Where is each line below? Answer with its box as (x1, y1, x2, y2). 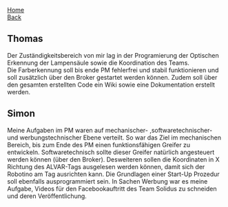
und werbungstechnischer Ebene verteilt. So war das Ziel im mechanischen (7, 133, 222, 142)
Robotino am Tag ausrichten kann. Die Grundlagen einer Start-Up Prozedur (7, 170, 220, 178)
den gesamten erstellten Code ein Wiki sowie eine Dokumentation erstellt (7, 80, 216, 89)
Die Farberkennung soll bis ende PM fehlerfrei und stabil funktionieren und (7, 65, 219, 74)
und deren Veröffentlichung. (7, 192, 87, 200)
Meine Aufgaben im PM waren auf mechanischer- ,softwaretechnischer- (7, 126, 213, 134)
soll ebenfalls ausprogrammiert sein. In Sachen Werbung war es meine (7, 177, 208, 185)
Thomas (7, 33, 43, 45)
